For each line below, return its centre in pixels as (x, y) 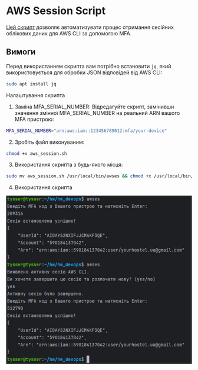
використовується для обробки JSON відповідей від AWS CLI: (84, 72)
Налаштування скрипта (36, 95)
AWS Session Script (56, 11)
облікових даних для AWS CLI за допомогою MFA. (69, 33)
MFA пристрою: (34, 119)
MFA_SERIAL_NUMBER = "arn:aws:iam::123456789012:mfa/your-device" (87, 131)
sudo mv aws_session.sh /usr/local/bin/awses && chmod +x (79, 176)
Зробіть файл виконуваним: (49, 142)
